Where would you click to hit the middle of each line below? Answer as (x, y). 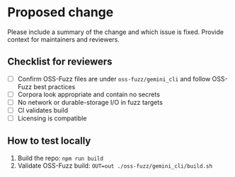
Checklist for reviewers (60, 62)
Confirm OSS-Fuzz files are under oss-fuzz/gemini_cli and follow (114, 79)
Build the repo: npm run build (61, 158)
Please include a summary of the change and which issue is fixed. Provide (116, 32)
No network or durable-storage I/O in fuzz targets (90, 102)
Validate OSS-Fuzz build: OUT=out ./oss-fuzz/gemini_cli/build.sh (115, 165)
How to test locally (49, 141)
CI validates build (43, 110)
